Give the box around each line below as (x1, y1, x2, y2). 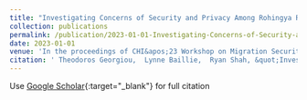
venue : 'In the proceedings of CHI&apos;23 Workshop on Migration (9, 47, 268, 56)
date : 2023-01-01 (9, 38, 76, 48)
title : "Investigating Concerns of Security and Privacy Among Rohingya (9, 13, 292, 23)
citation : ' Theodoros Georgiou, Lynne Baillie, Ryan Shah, (9, 55, 251, 65)
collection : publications (9, 22, 108, 31)
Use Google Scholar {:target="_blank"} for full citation (9, 81, 210, 91)
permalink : (9, 30, 51, 39)
